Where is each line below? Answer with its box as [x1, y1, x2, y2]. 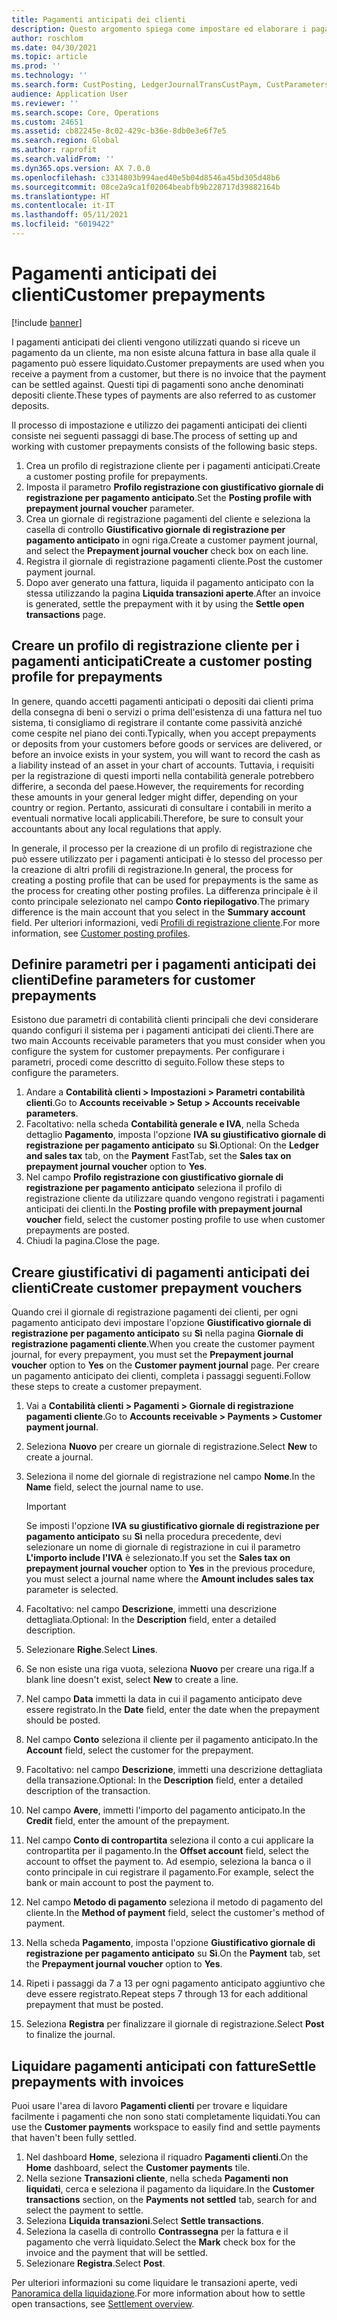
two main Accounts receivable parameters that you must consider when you [11, 1035, 326, 1047]
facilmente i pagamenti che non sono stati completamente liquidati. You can [11, 2111, 321, 2123]
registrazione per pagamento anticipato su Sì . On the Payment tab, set [25, 1947, 321, 1960]
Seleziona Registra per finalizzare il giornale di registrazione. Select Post [25, 2018, 325, 2030]
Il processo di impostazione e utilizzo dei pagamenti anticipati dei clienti [11, 419, 308, 431]
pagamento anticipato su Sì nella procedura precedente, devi [25, 1531, 282, 1543]
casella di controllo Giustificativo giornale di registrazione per [25, 523, 286, 535]
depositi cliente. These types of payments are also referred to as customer [11, 389, 317, 401]
